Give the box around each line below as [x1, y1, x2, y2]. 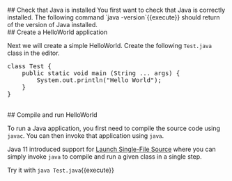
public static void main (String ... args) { [22, 70, 180, 77]
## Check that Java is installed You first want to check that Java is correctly [7, 6, 226, 14]
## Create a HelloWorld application [7, 28, 108, 36]
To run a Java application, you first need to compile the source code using [7, 124, 221, 132]
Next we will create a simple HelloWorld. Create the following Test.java [7, 42, 212, 49]
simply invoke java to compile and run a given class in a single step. [7, 152, 202, 161]
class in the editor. [7, 49, 60, 57]
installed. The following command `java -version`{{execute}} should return [7, 13, 221, 22]
